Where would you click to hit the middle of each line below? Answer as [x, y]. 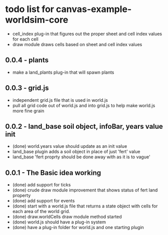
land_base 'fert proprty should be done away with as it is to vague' [81, 157]
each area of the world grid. [41, 211]
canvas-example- [94, 9]
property [22, 195]
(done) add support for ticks [42, 185]
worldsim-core [37, 20]
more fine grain [28, 111]
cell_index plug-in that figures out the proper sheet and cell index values [87, 34]
